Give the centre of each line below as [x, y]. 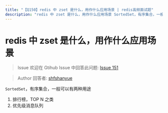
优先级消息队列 [28, 106]
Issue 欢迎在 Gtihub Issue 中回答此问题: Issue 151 [68, 68]
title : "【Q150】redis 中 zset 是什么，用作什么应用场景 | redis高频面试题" [79, 10]
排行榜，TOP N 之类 [33, 100]
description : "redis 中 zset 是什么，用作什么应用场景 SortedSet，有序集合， [81, 14]
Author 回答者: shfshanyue [45, 78]
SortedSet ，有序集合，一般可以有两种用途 [48, 89]
